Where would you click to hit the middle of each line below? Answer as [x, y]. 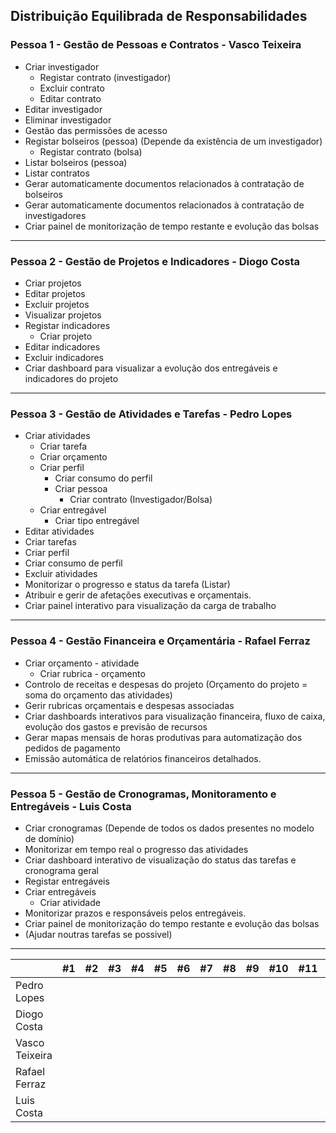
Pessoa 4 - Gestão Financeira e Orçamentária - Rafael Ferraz [160, 641]
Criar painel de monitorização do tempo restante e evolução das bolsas [172, 923]
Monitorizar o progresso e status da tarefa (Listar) [127, 585]
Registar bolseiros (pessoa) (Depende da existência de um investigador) [173, 141]
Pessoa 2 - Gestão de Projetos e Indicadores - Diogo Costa [155, 261]
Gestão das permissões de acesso [96, 130]
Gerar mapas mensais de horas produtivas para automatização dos [163, 737]
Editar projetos [55, 293]
